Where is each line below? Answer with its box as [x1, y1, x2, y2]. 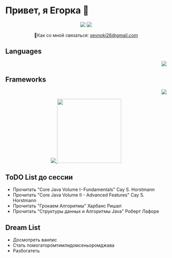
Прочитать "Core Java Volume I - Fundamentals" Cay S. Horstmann [12, 187, 155, 193]
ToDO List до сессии [5, 173, 73, 182]
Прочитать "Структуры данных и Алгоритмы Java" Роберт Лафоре [12, 208, 160, 214]
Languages [5, 47, 42, 56]
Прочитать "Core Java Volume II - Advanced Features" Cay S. [12, 192, 145, 198]
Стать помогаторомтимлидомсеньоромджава [12, 242, 115, 248]
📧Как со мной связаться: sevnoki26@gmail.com [34, 32, 138, 38]
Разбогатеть [12, 248, 40, 254]
